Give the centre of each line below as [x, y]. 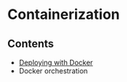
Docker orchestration [53, 71]
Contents [31, 44]
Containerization [64, 15]
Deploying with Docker [56, 62]
